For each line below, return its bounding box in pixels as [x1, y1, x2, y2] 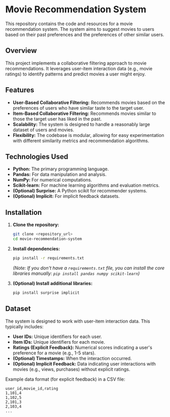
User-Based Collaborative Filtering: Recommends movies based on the [12, 99, 165, 106]
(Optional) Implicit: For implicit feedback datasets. [12, 193, 120, 200]
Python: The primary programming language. [12, 166, 109, 172]
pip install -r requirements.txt [12, 255, 84, 261]
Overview [5, 46, 37, 55]
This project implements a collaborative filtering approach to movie [5, 60, 147, 66]
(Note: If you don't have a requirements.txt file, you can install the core [12, 265, 165, 271]
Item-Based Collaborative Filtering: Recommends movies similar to [12, 110, 156, 116]
